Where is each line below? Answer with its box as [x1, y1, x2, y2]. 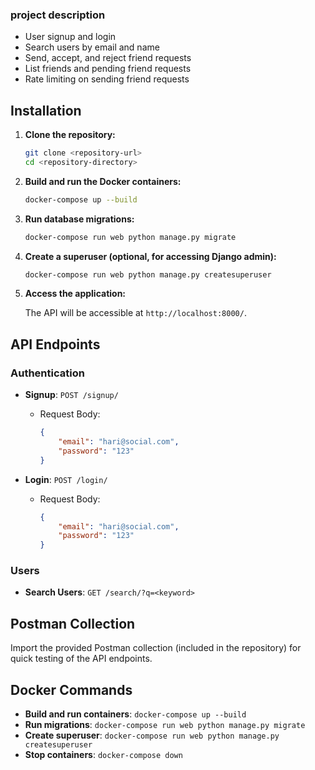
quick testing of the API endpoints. [10, 653, 153, 665]
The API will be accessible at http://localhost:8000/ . [24, 307, 247, 319]
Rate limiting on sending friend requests [24, 73, 190, 85]
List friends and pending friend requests [24, 63, 192, 75]
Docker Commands [10, 681, 133, 698]
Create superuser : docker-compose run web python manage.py [24, 729, 280, 742]
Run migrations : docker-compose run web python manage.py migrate [24, 719, 306, 731]
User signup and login [24, 31, 117, 43]
